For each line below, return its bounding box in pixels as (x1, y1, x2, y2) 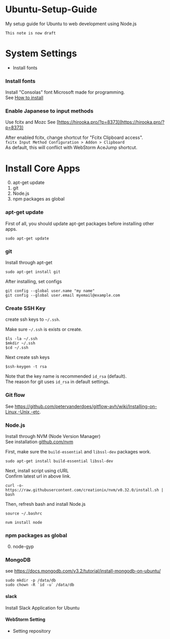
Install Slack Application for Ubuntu (5, 605, 80, 611)
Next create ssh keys (5, 354, 50, 360)
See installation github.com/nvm (5, 439, 73, 445)
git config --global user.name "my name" (5, 288, 95, 294)
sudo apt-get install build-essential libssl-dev (5, 459, 114, 464)
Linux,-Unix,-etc (5, 409, 40, 415)
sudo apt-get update (5, 235, 50, 241)
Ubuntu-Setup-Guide (5, 4, 97, 15)
